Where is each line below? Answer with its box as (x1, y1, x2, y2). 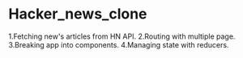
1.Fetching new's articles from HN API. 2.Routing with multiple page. (8, 31, 236, 41)
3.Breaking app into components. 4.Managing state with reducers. (8, 39, 229, 49)
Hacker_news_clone (8, 5, 147, 23)
